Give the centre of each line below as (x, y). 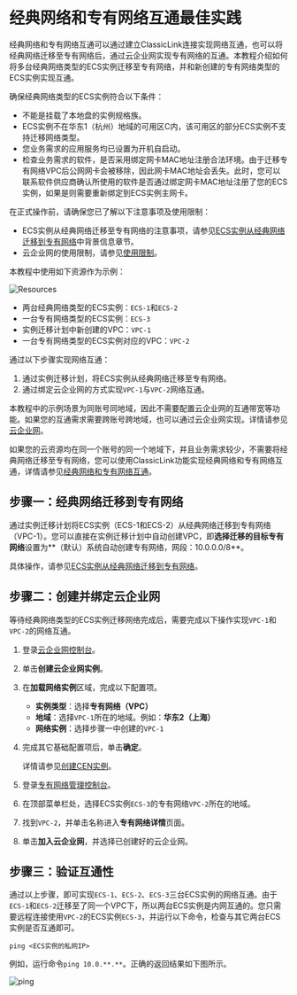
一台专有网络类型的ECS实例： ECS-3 (86, 318)
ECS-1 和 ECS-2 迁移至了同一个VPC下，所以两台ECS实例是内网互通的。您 (138, 906)
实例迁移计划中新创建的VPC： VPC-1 (87, 330)
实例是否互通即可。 (44, 928)
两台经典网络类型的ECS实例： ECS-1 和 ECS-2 (100, 307)
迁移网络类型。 (57, 137)
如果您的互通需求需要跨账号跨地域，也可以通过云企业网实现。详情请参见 (156, 419)
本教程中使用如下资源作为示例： (67, 271)
